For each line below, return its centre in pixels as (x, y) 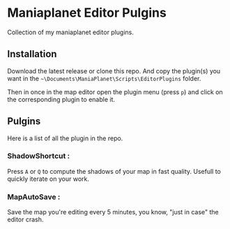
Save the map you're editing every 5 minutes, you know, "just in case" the (113, 212)
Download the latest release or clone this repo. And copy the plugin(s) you (114, 71)
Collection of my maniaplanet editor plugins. (71, 32)
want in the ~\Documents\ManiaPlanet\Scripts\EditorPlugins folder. (104, 78)
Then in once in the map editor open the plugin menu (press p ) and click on (115, 91)
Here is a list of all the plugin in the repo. (65, 138)
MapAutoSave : (34, 197)
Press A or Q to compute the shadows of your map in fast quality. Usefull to (114, 171)
